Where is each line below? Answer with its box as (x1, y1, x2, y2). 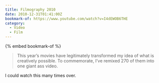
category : (5, 21, 25, 26)
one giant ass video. (17, 63, 58, 69)
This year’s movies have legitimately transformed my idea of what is (17, 53, 154, 59)
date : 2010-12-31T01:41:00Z (5, 12, 63, 17)
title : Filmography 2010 (5, 7, 56, 12)
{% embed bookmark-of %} (5, 43, 61, 49)
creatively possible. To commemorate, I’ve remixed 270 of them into (17, 58, 155, 63)
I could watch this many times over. (5, 73, 76, 78)
